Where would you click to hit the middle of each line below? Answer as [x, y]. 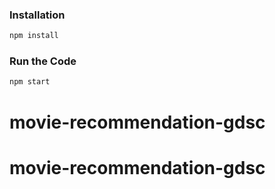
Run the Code [43, 61]
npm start [30, 82]
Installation [37, 15]
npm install [34, 36]
